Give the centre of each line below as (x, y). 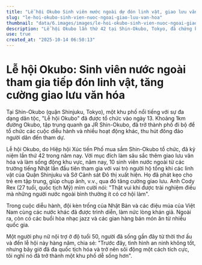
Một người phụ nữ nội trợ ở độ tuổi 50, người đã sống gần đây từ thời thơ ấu (99, 236)
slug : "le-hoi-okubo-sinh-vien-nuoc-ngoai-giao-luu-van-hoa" (84, 17)
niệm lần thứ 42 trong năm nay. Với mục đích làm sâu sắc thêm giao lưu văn (100, 155)
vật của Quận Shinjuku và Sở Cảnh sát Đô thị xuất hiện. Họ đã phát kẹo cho (99, 175)
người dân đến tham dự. (36, 137)
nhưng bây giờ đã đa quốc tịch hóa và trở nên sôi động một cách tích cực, (98, 249)
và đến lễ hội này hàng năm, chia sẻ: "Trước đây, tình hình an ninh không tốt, (101, 243)
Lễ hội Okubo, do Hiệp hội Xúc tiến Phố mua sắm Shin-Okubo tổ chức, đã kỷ (101, 149)
